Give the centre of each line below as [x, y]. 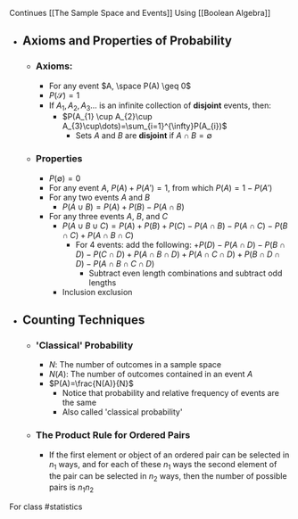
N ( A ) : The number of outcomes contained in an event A [151, 375]
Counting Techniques [83, 320]
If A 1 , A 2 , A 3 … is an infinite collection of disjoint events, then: [160, 106]
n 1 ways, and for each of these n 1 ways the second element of [163, 465]
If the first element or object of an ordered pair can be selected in [169, 455]
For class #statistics [46, 507]
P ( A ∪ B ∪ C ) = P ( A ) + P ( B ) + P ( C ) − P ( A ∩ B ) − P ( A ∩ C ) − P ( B [175, 226]
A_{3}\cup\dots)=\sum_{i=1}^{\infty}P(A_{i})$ [145, 126]
